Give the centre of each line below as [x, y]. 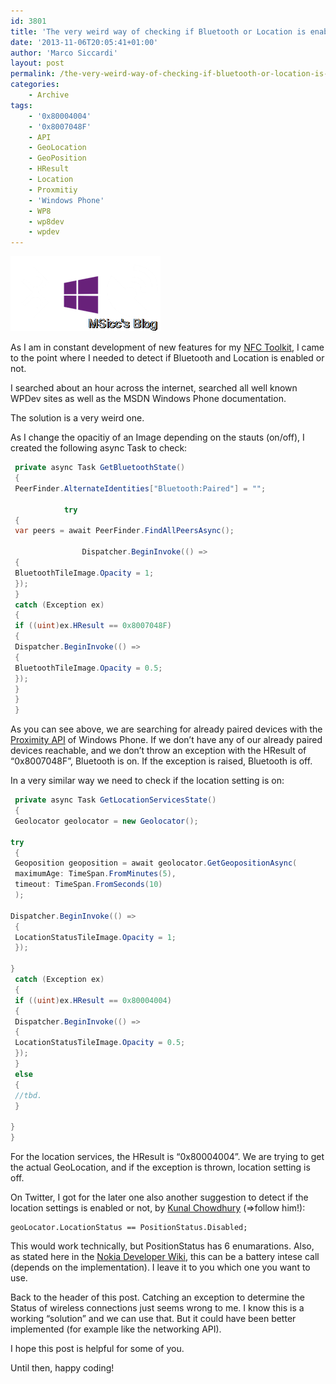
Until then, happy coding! [62, 1368]
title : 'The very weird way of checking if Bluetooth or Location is [158, 31]
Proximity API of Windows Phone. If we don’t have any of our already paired [166, 740]
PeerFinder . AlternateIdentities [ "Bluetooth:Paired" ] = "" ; [140, 488]
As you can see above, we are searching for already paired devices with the [166, 729]
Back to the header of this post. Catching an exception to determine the [157, 1297]
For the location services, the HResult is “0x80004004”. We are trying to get [167, 1156]
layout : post [37, 63]
